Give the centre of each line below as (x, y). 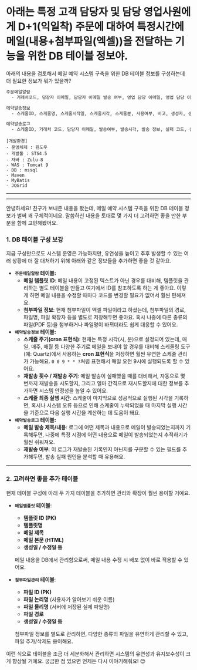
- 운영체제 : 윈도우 (27, 147)
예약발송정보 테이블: (35, 332)
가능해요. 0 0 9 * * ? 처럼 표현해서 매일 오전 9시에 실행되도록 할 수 (106, 361)
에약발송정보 (18, 108)
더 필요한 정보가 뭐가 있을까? (39, 80)
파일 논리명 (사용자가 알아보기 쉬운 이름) (69, 599)
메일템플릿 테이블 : (33, 505)
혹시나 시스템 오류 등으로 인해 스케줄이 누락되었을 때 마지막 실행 (104, 405)
